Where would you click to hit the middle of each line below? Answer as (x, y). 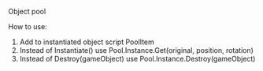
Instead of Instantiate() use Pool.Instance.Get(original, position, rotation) (137, 50)
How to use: (28, 26)
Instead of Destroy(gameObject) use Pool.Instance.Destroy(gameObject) (137, 59)
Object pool (27, 11)
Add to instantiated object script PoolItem (87, 42)
